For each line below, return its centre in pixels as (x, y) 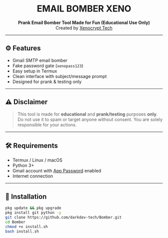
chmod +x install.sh (27, 226)
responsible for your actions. (47, 124)
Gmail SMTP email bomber (40, 60)
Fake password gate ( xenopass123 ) (48, 65)
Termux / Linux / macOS (37, 160)
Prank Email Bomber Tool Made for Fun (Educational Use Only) (84, 22)
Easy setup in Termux (35, 71)
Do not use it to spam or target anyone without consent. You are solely (90, 119)
